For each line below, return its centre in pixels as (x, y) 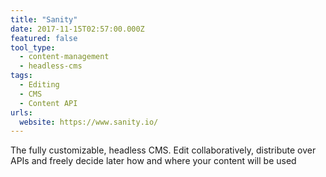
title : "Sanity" (44, 19)
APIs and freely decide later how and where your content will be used (153, 161)
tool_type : (33, 47)
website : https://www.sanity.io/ (89, 122)
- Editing (39, 85)
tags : (21, 76)
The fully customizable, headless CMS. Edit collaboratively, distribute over (163, 150)
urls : (21, 112)
